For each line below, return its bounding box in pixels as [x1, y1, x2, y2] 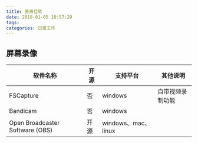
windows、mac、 [102, 119, 151, 127]
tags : [6, 19, 19, 25]
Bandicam [9, 107, 37, 115]
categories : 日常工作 [6, 25, 56, 31]
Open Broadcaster [9, 119, 60, 127]
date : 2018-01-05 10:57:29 [6, 14, 72, 20]
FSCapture [9, 92, 39, 100]
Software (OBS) [9, 126, 53, 134]
